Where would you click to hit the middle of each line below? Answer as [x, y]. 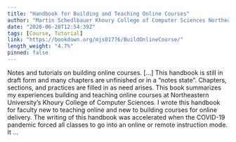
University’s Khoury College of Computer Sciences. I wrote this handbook [114, 102]
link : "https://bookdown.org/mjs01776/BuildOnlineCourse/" [96, 40]
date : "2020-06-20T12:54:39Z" [52, 27]
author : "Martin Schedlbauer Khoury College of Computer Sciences [106, 20]
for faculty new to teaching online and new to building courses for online [112, 110]
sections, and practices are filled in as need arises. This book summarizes [114, 87]
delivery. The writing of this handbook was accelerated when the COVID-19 [116, 117]
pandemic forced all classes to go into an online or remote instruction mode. [118, 125]
